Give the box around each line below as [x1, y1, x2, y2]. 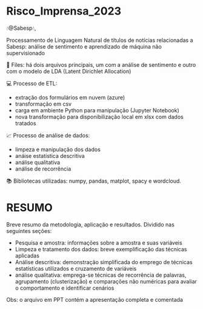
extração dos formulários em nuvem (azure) [15, 93, 125, 101]
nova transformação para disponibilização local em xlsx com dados [15, 113, 184, 120]
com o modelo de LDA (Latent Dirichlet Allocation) [6, 67, 131, 75]
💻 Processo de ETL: [6, 80, 58, 87]
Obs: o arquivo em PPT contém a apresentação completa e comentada [6, 296, 184, 303]
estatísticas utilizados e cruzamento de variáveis [15, 265, 137, 272]
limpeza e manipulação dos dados [15, 146, 101, 153]
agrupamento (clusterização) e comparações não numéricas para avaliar [15, 277, 197, 285]
